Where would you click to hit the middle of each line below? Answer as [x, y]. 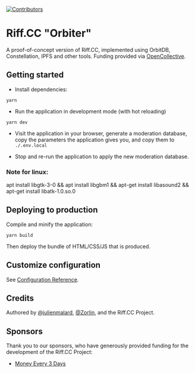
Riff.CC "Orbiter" [49, 33]
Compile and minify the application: [50, 224]
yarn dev [17, 122]
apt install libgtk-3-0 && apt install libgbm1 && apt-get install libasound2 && [97, 185]
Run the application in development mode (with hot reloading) [90, 111]
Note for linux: [27, 172]
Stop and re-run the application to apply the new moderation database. [102, 156]
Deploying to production [52, 210]
